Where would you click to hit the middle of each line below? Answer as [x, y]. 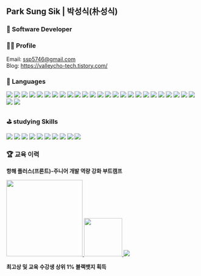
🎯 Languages [26, 81]
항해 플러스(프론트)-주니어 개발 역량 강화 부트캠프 [65, 171]
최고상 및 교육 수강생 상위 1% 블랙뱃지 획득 [56, 267]
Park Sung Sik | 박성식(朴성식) [62, 12]
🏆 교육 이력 [23, 154]
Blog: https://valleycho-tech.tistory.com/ [57, 65]
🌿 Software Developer [39, 29]
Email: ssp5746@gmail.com [41, 59]
